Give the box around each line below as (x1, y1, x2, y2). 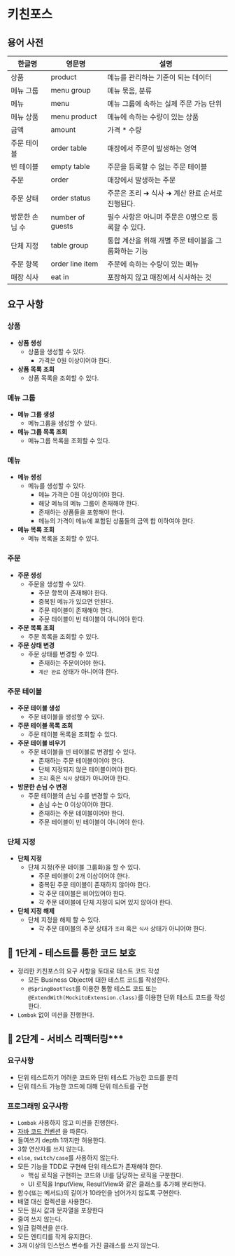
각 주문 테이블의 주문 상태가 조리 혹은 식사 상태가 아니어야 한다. (38, 924, 206, 933)
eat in (50, 272, 69, 281)
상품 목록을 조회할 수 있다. (27, 373, 99, 382)
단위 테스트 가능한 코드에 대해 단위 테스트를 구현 (17, 1081, 148, 1090)
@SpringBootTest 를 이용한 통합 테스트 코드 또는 (27, 984, 157, 992)
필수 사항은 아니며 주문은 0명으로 (107, 212, 210, 222)
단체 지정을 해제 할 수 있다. (27, 916, 101, 924)
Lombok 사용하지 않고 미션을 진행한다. (17, 1118, 119, 1126)
